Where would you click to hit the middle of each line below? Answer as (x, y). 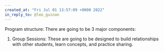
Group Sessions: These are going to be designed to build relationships (85, 39)
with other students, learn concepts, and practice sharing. (73, 44)
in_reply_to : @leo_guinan (32, 15)
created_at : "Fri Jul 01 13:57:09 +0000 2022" (55, 10)
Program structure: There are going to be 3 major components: (70, 29)
